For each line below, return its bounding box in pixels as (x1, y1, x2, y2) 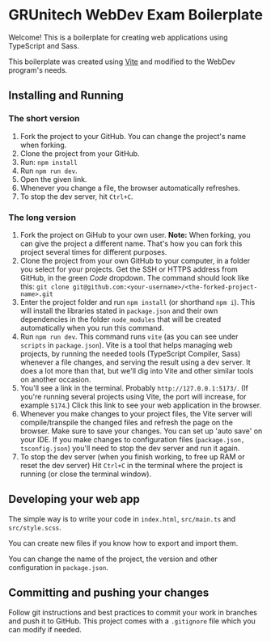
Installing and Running (8, 89, 124, 103)
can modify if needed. (8, 624, 83, 634)
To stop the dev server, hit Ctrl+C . (19, 192, 133, 201)
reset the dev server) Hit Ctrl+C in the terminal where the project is (19, 460, 243, 470)
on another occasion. (19, 374, 91, 384)
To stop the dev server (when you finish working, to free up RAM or (19, 451, 245, 462)
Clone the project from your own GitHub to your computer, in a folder (19, 256, 251, 265)
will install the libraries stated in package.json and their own (19, 306, 218, 315)
